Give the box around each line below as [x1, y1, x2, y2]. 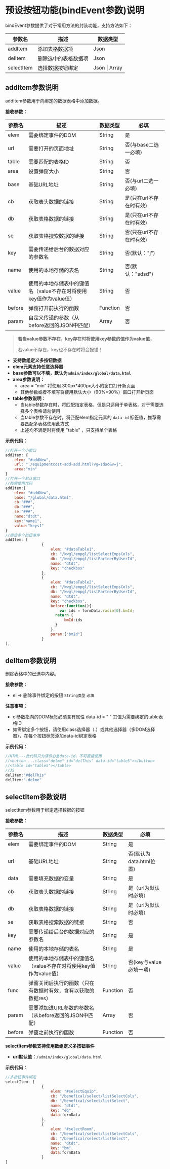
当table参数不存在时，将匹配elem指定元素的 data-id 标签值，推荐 [20, 414, 157, 420]
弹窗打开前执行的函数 [28, 305, 79, 312]
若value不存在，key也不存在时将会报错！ [17, 346, 103, 352]
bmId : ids [64, 617, 82, 623]
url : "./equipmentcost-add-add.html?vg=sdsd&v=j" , [14, 462, 123, 467]
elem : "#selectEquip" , [50, 1089, 99, 1094]
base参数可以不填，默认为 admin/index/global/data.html [12, 370, 132, 376]
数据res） [28, 995, 52, 1002]
